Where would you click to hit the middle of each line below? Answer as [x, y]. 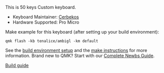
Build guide [17, 65]
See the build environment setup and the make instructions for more [76, 50]
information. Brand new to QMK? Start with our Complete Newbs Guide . [80, 55]
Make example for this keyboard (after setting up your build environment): [82, 32]
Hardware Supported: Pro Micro [46, 22]
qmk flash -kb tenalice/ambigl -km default [52, 41]
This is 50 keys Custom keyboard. [41, 7]
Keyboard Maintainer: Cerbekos [46, 17]
